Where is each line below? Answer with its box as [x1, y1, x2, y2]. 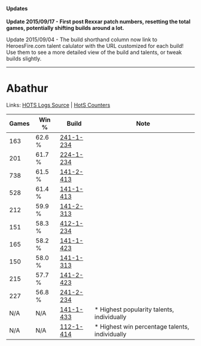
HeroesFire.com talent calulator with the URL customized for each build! [6, 43, 184, 50]
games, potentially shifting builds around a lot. [6, 25, 124, 32]
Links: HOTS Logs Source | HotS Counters [6, 102, 111, 109]
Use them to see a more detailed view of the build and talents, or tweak [6, 48, 182, 56]
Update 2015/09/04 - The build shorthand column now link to [6, 36, 157, 43]
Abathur [6, 81, 48, 95]
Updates [6, 5, 28, 12]
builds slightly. [6, 55, 42, 62]
